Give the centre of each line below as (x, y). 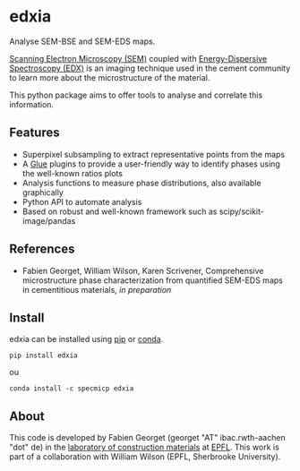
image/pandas (49, 220)
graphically (43, 192)
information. (32, 104)
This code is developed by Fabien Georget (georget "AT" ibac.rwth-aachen (147, 438)
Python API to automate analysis (82, 201)
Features (34, 133)
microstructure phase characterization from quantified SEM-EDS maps (153, 280)
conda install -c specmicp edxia (72, 389)
